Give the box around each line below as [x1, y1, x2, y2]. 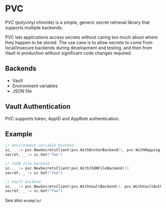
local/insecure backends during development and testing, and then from [5, 45, 152, 51]
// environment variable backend [5, 143, 74, 148]
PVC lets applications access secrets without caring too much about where [5, 34, 158, 40]
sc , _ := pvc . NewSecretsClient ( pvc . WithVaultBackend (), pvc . [5, 184, 134, 189]
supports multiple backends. [5, 24, 63, 30]
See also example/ [5, 198, 42, 204]
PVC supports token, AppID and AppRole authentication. [5, 115, 120, 121]
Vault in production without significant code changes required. [5, 50, 132, 56]
